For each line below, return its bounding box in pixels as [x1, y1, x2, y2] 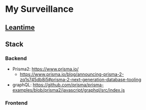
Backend [5, 55, 27, 61]
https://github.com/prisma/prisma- [32, 82, 104, 88]
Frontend [5, 100, 28, 107]
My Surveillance [5, 3, 74, 15]
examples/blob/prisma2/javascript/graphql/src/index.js [12, 87, 125, 93]
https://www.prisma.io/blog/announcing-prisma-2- [19, 71, 124, 77]
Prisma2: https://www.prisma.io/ [12, 66, 79, 72]
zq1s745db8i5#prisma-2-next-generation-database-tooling [19, 77, 142, 83]
